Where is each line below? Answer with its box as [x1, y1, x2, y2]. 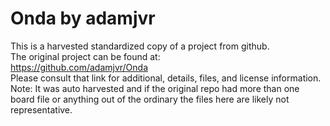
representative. [10, 103, 73, 116]
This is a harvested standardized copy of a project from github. [10, 40, 270, 52]
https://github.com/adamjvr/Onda [10, 61, 149, 73]
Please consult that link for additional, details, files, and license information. [10, 72, 322, 84]
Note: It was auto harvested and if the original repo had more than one [10, 82, 300, 94]
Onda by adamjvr [10, 7, 156, 30]
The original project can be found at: [10, 50, 161, 62]
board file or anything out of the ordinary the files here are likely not [10, 93, 290, 105]
